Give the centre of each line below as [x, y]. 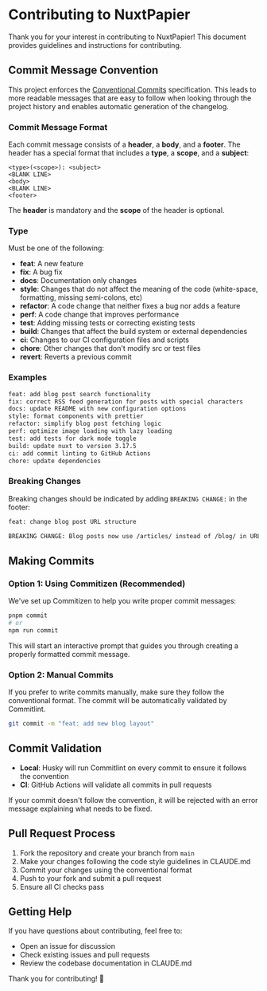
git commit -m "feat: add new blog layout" [81, 724]
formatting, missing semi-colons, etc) [81, 297]
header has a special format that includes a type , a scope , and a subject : [129, 153]
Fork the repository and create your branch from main [107, 853]
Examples [28, 378]
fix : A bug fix [41, 272]
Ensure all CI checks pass [62, 887]
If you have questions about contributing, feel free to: [95, 931]
